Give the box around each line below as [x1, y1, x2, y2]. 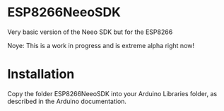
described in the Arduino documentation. [7, 97, 127, 105]
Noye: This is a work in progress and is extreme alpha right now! [7, 41, 195, 49]
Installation [7, 66, 75, 82]
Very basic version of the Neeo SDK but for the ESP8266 [7, 28, 173, 36]
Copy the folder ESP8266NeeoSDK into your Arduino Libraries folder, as [7, 89, 218, 98]
